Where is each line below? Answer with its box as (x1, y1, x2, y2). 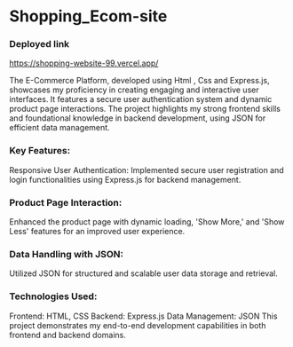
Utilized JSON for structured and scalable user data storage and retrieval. (9, 268, 278, 279)
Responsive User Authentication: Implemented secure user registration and (9, 164, 284, 175)
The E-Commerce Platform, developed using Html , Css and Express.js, (9, 75, 270, 86)
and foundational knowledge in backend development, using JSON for (9, 113, 266, 123)
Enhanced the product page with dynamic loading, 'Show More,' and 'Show (9, 217, 285, 227)
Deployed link (9, 38, 70, 51)
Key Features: (9, 145, 71, 157)
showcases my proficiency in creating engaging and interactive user (9, 84, 259, 95)
